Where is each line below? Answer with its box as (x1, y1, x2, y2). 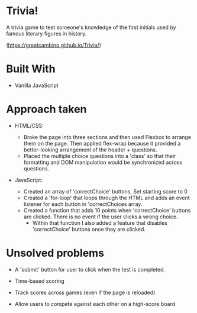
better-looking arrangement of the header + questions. (23, 146, 157, 153)
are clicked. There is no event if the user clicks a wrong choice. (23, 213, 178, 220)
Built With (6, 62, 56, 76)
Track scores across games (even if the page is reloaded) (14, 289, 156, 296)
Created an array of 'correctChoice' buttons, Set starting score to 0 (23, 188, 188, 195)
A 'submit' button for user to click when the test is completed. (14, 266, 166, 273)
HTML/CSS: (14, 122, 44, 129)
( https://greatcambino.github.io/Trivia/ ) (6, 41, 102, 49)
